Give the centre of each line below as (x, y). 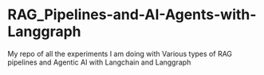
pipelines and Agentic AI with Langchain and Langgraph (99, 62)
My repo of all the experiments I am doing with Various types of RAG (120, 53)
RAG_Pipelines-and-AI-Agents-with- (132, 15)
